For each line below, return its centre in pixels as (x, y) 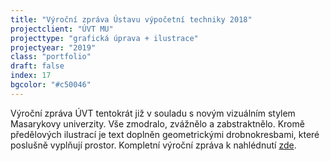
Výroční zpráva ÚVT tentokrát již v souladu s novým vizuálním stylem (153, 113)
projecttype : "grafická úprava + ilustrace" (104, 38)
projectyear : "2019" (53, 47)
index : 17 (31, 76)
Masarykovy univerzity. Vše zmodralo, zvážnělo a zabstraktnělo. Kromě (157, 123)
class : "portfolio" (51, 57)
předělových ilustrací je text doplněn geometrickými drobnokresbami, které (165, 134)
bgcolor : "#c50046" (51, 85)
